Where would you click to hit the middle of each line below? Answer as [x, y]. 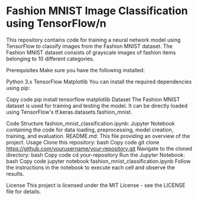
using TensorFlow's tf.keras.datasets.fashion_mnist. [69, 112]
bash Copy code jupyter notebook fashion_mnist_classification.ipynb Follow [98, 161]
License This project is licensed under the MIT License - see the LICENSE [96, 185]
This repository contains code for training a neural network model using [93, 40]
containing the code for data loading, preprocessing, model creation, [90, 130]
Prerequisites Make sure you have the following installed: [75, 70]
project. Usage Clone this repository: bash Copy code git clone [83, 142]
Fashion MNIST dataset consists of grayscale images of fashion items [91, 52]
